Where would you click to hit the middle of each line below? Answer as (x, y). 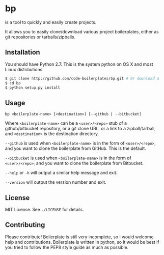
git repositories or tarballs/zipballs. (40, 37)
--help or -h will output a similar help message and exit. (61, 173)
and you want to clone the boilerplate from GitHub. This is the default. (76, 148)
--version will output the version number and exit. (56, 182)
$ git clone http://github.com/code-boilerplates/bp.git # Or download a (82, 78)
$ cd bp (13, 83)
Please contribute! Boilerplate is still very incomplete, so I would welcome (79, 237)
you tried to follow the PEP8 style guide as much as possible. (67, 247)
